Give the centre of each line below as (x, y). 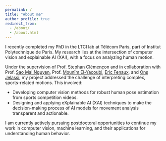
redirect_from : (21, 23)
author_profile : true (28, 19)
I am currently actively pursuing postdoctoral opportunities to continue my (81, 123)
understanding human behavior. (38, 133)
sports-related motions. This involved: (44, 83)
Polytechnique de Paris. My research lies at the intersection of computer (79, 52)
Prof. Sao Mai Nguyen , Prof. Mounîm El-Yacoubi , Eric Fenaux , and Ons (77, 72)
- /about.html (24, 33)
